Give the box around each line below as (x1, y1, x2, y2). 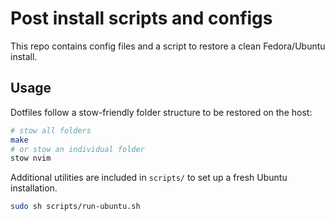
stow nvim (10, 153, 52, 164)
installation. (10, 182, 58, 194)
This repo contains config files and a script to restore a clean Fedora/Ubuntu (10, 40, 326, 52)
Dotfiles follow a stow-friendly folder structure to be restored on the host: (10, 106, 313, 118)
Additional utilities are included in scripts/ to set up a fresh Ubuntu (10, 172, 288, 184)
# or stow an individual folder (10, 144, 145, 154)
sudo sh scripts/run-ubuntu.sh (10, 202, 141, 212)
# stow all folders (10, 125, 92, 136)
